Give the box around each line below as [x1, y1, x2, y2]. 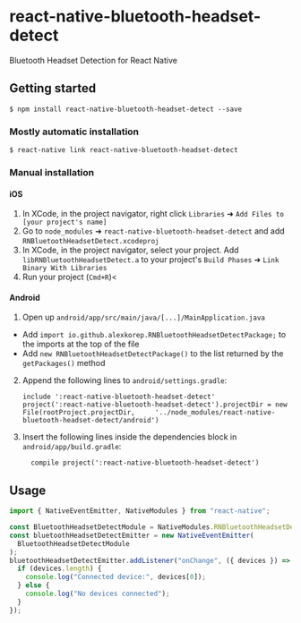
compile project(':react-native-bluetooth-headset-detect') [30, 458, 260, 467]
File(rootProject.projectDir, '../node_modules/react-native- [21, 408, 276, 417]
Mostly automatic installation [9, 125, 140, 138]
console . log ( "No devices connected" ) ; [25, 589, 170, 599]
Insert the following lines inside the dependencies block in [21, 431, 237, 442]
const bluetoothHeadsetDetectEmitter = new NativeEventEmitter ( [9, 531, 254, 540]
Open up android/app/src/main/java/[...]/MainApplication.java [21, 311, 266, 323]
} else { [17, 581, 50, 590]
